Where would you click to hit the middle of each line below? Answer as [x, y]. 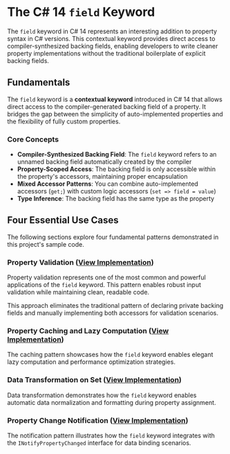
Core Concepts [33, 139]
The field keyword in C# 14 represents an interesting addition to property [112, 31]
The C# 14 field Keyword [81, 12]
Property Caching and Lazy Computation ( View [88, 331]
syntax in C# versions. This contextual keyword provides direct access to [111, 38]
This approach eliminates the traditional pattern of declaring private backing [115, 306]
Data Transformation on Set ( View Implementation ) [94, 380]
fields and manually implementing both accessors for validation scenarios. [113, 313]
